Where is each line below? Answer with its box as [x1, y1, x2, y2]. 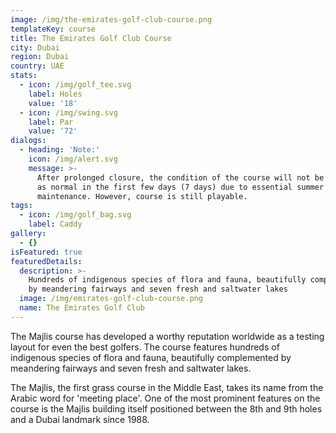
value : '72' [28, 126, 78, 136]
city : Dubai [10, 42, 60, 53]
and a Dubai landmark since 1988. [10, 413, 150, 425]
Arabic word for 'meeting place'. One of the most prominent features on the [10, 392, 321, 404]
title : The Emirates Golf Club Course [10, 33, 172, 43]
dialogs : [10, 136, 47, 146]
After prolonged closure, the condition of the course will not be [36, 172, 325, 183]
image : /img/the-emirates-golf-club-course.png [10, 14, 213, 25]
